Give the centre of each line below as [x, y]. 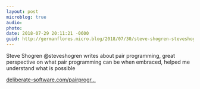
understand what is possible [41, 68]
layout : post [22, 11]
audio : [14, 22]
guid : [13, 39]
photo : [14, 28]
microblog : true [26, 17]
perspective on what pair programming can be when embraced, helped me [98, 62]
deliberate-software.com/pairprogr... [51, 80]
